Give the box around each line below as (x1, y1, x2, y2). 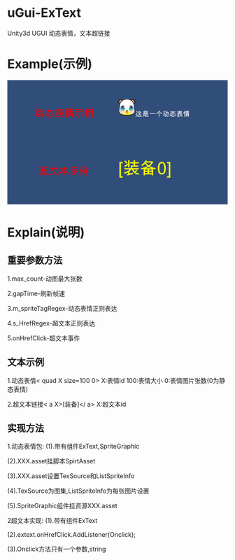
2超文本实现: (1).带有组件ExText (7, 517, 98, 525)
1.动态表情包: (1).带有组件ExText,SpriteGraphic (7, 442, 140, 451)
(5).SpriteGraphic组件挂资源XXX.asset (7, 502, 117, 510)
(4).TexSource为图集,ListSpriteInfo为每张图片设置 (7, 486, 150, 495)
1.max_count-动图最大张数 (7, 274, 83, 283)
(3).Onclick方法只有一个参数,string (7, 545, 106, 554)
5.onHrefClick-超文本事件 (7, 334, 80, 342)
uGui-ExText (7, 5, 82, 21)
